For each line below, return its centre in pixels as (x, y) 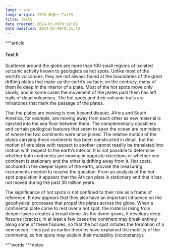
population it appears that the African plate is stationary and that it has (89, 177)
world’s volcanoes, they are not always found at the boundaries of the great (84, 77)
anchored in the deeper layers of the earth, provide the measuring (74, 166)
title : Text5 (19, 19)
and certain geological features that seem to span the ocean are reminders (83, 129)
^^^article (15, 43)
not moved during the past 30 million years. (50, 182)
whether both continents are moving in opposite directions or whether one (82, 156)
